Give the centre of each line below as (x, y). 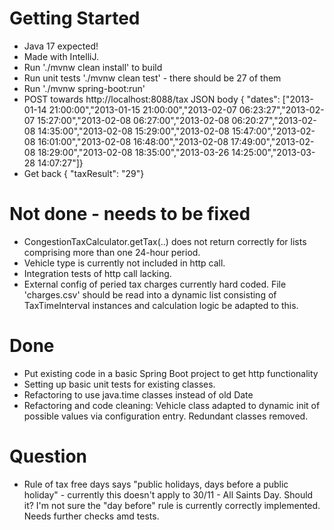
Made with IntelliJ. (61, 56)
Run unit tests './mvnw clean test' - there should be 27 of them (152, 78)
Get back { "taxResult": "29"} (84, 173)
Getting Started (75, 18)
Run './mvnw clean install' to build (93, 67)
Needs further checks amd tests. (91, 516)
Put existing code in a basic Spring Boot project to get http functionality (171, 373)
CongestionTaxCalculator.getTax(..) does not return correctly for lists (165, 241)
